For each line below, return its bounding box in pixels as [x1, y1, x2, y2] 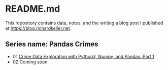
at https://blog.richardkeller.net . [5, 25, 72, 31]
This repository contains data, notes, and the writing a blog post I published [5, 20, 163, 26]
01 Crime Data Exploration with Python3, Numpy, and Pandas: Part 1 [12, 53, 155, 59]
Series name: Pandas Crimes [5, 40, 98, 49]
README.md [5, 3, 60, 15]
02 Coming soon [12, 59, 48, 65]
